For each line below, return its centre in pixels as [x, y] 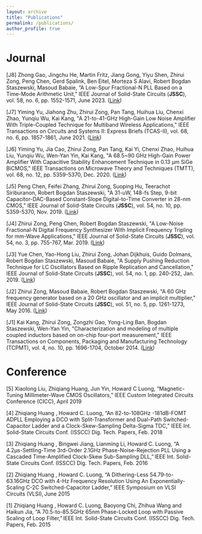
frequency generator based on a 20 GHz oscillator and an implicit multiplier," [101, 298]
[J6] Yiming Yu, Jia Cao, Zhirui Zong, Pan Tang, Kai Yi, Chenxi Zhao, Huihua [100, 149]
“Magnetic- [171, 389]
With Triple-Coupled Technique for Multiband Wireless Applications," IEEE [98, 125]
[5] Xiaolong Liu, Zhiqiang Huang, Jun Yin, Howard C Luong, [81, 389]
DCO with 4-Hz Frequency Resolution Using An [90, 481]
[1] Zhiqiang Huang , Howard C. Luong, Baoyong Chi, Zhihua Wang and [94, 506]
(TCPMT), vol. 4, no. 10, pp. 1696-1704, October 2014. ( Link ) [81, 348]
